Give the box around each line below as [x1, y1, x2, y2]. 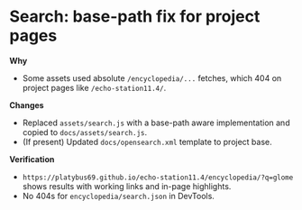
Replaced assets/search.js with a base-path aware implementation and [22, 117, 290, 128]
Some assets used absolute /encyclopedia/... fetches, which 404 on [22, 72, 282, 83]
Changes [9, 99, 44, 110]
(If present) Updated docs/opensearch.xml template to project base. [22, 136, 272, 147]
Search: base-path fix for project [9, 6, 261, 27]
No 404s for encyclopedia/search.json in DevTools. [22, 190, 215, 201]
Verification [9, 153, 55, 164]
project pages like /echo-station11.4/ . [22, 82, 167, 93]
